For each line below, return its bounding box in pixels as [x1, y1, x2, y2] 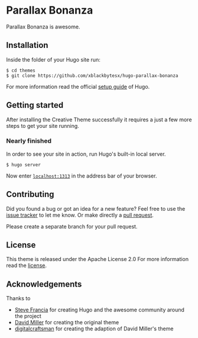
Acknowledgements [6, 279, 82, 289]
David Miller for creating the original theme [14, 319, 119, 326]
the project [14, 313, 41, 320]
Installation [6, 40, 48, 50]
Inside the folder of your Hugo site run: [6, 56, 100, 63]
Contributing [6, 189, 54, 199]
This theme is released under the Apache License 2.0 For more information [6, 256, 189, 263]
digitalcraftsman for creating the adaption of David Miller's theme [14, 325, 174, 332]
